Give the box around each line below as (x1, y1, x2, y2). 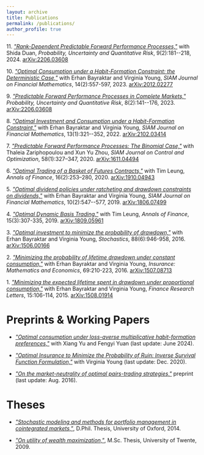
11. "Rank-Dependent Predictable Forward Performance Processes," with (6, 43, 190, 50)
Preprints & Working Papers (6, 313, 150, 327)
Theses (6, 398, 45, 412)
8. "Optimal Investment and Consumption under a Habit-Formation (6, 118, 175, 125)
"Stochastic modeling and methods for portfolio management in (15, 418, 177, 426)
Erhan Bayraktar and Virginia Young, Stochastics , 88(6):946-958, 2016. (6, 235, 186, 243)
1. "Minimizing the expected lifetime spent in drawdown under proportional (6, 279, 194, 286)
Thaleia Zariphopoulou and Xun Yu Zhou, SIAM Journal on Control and (6, 149, 184, 156)
